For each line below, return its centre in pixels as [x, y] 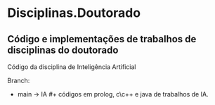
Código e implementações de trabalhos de [102, 39]
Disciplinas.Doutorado [74, 13]
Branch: [19, 80]
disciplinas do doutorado [63, 50]
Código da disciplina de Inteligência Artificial [72, 67]
